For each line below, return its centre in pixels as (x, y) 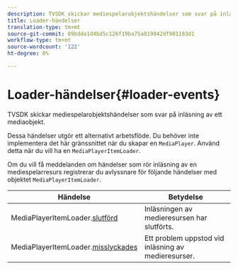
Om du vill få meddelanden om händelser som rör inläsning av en (102, 164)
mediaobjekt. (27, 122)
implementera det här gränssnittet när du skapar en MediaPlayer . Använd (114, 143)
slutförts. (159, 226)
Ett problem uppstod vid (184, 238)
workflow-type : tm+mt (39, 40)
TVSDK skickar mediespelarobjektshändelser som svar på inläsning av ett (115, 114)
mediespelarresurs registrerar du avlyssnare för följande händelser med (112, 171)
